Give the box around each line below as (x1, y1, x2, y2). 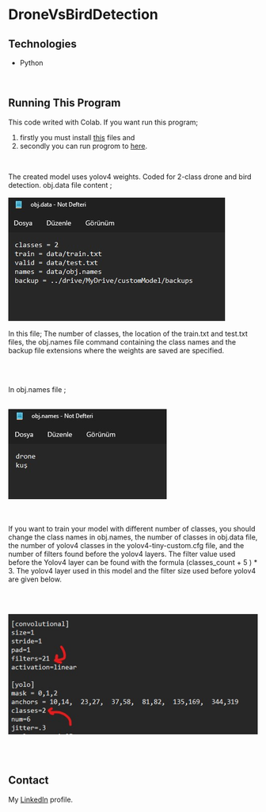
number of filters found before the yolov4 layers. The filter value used (8, 549, 236, 558)
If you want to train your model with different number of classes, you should (8, 524, 256, 533)
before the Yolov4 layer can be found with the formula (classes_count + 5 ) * (8, 557, 258, 567)
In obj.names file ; (8, 384, 66, 394)
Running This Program (8, 97, 121, 110)
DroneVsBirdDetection (8, 6, 158, 24)
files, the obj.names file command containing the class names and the (8, 337, 236, 346)
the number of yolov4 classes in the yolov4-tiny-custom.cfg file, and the (8, 540, 245, 550)
